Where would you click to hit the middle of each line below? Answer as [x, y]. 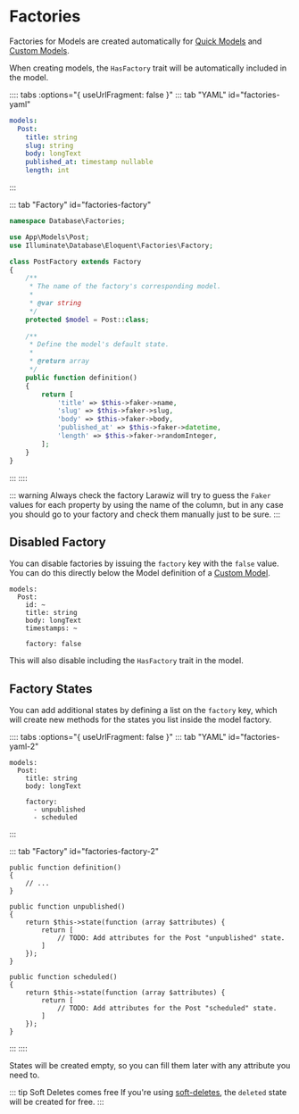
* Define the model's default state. [99, 345]
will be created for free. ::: [57, 1102]
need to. [25, 1075]
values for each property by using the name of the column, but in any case [146, 504]
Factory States [51, 689]
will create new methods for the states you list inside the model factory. [141, 719]
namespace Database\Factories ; [67, 221]
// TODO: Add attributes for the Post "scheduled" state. [167, 1009]
